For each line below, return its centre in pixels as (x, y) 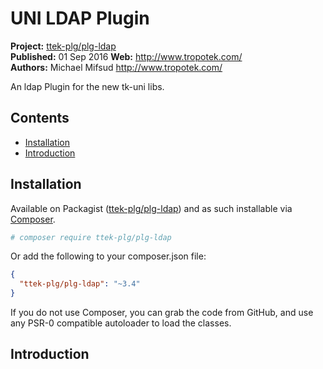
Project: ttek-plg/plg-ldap (63, 46)
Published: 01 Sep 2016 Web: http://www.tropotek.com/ (126, 56)
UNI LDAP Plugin (80, 18)
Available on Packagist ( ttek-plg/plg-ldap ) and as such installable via (151, 208)
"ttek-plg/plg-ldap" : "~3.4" (80, 284)
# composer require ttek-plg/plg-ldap (91, 237)
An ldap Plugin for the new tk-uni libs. (87, 86)
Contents (40, 118)
